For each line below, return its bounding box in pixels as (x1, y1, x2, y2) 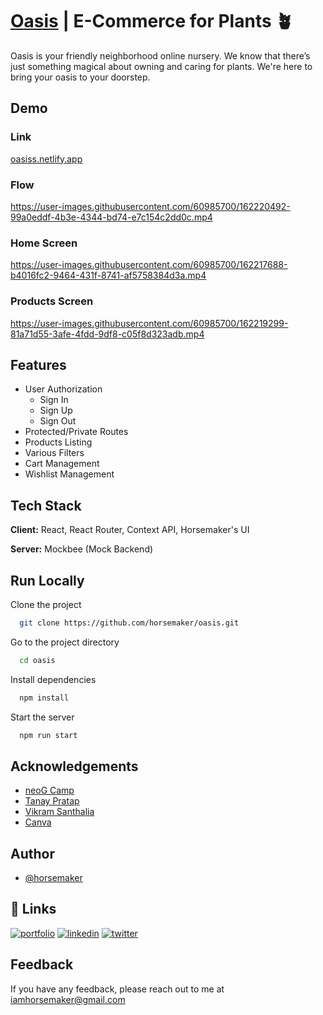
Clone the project (10, 598, 82, 610)
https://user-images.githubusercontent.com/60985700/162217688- (10, 259, 288, 271)
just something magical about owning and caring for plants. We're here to (10, 60, 313, 72)
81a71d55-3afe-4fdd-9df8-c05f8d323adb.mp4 (10, 328, 205, 340)
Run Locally (10, 572, 85, 589)
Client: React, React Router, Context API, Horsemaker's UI (10, 524, 250, 536)
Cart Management (24, 458, 100, 470)
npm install (19, 693, 70, 703)
